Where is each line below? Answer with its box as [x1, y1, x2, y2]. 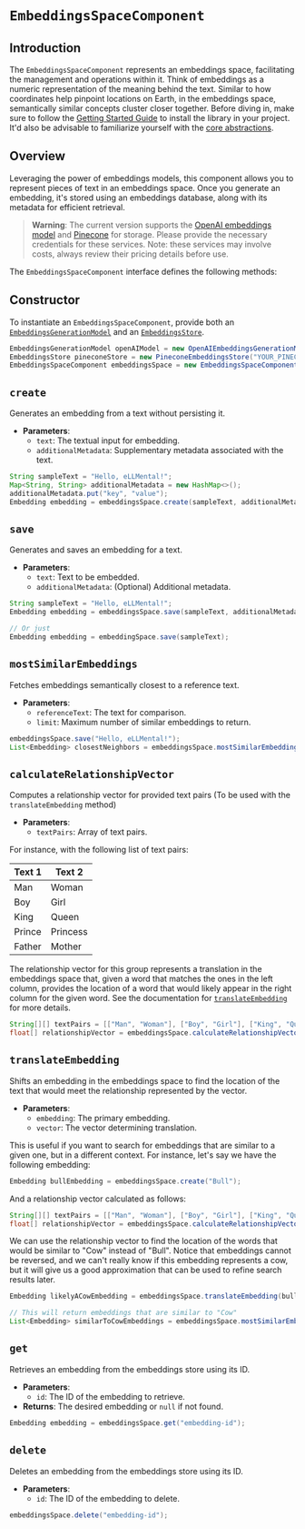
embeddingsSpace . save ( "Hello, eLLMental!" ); [9, 734, 181, 744]
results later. [9, 1274, 56, 1285]
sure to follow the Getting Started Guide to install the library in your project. [9, 113, 290, 123]
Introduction [9, 40, 82, 56]
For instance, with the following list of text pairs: [9, 845, 189, 856]
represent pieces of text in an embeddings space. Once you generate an [9, 182, 281, 193]
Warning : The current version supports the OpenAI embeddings [31, 219, 272, 230]
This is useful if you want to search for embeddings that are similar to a [9, 1139, 275, 1150]
